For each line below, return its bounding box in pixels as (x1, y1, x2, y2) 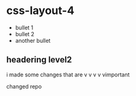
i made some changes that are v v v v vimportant (6, 71, 130, 78)
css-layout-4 (6, 4, 75, 18)
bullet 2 (15, 30, 35, 37)
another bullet (15, 37, 51, 44)
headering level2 (6, 54, 72, 65)
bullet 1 (15, 24, 34, 31)
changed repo (6, 83, 42, 90)
